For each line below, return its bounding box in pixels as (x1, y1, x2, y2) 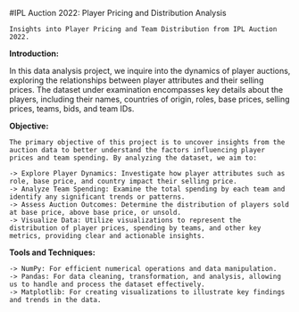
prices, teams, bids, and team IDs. (9, 103, 135, 114)
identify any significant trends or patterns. (9, 193, 186, 201)
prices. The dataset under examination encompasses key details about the (9, 85, 284, 94)
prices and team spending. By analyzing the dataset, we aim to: (9, 153, 257, 162)
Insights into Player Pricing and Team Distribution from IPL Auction (9, 25, 278, 34)
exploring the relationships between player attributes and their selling (9, 75, 264, 86)
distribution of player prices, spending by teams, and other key (9, 224, 262, 233)
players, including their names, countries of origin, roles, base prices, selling (9, 94, 290, 104)
